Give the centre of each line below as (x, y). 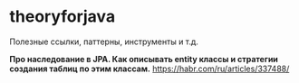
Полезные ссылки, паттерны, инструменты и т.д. (104, 41)
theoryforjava (63, 17)
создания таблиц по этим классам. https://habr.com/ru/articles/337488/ (149, 69)
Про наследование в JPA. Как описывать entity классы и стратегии (144, 59)
